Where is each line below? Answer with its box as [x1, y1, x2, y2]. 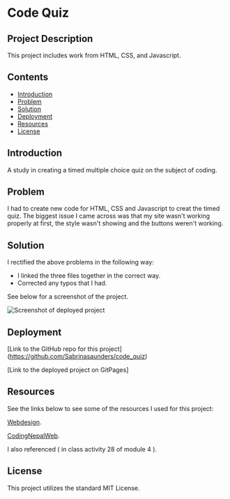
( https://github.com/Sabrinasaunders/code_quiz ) [7, 352, 148, 361]
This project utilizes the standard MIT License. [7, 484, 140, 492]
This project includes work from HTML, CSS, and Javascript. [7, 51, 181, 59]
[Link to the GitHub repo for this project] [7, 345, 122, 353]
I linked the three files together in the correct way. [17, 271, 161, 280]
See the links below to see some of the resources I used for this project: [7, 404, 214, 412]
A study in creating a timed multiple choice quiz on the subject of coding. [7, 165, 217, 174]
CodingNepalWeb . [7, 431, 60, 440]
